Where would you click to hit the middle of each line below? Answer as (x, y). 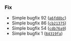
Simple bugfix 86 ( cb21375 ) (39, 23)
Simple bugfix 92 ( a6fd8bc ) (39, 18)
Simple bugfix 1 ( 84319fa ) (37, 34)
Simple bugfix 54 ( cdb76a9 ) (39, 28)
